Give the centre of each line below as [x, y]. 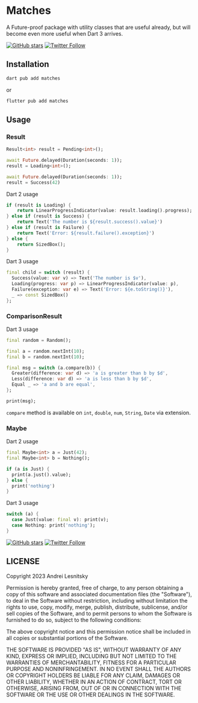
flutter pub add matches [37, 101]
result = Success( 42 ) [33, 182]
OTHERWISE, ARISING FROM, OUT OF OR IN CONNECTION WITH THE [94, 688]
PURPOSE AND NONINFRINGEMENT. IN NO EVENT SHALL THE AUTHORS [99, 669]
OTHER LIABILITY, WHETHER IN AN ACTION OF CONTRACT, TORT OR [94, 682]
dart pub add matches [33, 78]
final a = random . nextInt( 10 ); [45, 351]
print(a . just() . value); [41, 475]
